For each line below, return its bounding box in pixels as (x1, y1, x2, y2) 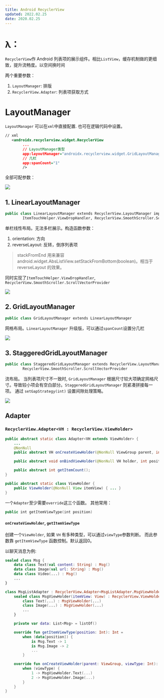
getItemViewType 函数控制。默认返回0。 (14, 537, 95, 544)
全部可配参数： (5, 174, 35, 180)
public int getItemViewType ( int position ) (5, 509, 93, 514)
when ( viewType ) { (22, 666, 60, 671)
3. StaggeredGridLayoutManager (5, 349, 108, 357)
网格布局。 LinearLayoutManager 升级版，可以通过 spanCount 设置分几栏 (5, 325, 145, 331)
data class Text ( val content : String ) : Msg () (14, 562, 110, 567)
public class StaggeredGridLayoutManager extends (5, 362, 108, 367)
